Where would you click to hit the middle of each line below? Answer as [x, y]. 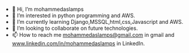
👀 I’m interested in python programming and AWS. [74, 15]
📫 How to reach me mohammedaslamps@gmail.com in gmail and [93, 35]
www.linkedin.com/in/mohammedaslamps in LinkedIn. [78, 43]
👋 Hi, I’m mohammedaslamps [48, 9]
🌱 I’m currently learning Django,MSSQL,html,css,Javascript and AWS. [97, 22]
